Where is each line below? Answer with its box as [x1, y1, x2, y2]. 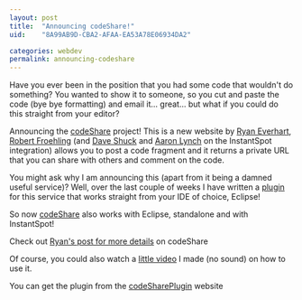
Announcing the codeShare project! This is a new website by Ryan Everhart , [9, 126, 292, 136]
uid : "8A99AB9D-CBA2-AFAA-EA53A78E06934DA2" [9, 30, 192, 39]
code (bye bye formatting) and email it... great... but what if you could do [9, 98, 279, 109]
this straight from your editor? [9, 108, 120, 119]
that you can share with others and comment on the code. [9, 155, 225, 165]
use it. [9, 263, 32, 274]
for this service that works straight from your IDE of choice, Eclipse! [9, 192, 261, 202]
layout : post [9, 13, 59, 23]
